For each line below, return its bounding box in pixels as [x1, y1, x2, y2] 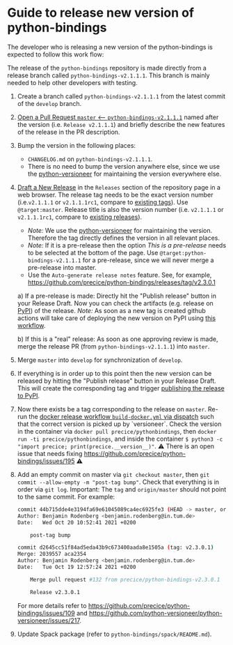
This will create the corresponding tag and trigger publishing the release [17, 384, 225, 392]
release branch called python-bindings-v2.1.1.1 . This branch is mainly [7, 71, 210, 79]
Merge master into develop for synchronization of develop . [17, 356, 183, 364]
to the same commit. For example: [17, 492, 115, 501]
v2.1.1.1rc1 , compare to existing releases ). [17, 213, 143, 221]
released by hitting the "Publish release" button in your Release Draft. [17, 377, 217, 385]
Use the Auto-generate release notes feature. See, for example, [27, 271, 212, 279]
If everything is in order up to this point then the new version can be [17, 369, 212, 377]
